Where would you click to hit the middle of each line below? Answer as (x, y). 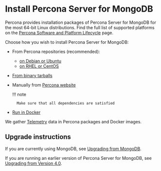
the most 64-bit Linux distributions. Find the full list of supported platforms (80, 27)
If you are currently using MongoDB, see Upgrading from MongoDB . (73, 149)
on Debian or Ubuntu (40, 61)
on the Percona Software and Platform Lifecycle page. (59, 33)
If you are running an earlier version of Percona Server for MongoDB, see (78, 158)
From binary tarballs (32, 75)
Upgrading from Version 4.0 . (34, 163)
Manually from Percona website (44, 85)
